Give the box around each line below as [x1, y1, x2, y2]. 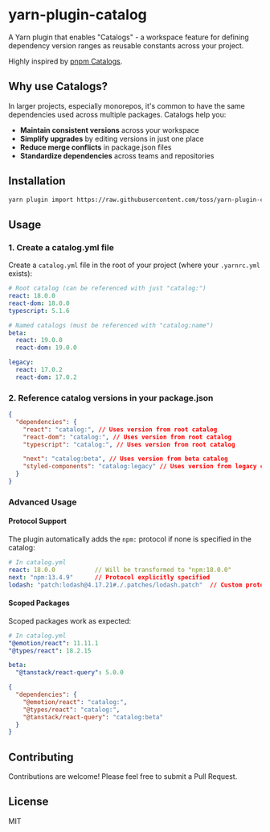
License [8, 795, 49, 809]
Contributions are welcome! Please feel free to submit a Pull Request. [8, 772, 238, 781]
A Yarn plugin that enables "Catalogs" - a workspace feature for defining [8, 32, 249, 42]
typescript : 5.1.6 [8, 307, 70, 315]
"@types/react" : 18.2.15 [8, 646, 92, 655]
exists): [8, 269, 33, 278]
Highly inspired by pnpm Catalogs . [8, 56, 123, 66]
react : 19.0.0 [15, 336, 63, 344]
